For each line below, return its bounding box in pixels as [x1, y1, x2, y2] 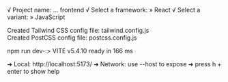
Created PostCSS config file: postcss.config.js [7, 33, 138, 42]
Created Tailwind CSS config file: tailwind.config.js [7, 27, 149, 34]
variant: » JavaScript [7, 13, 66, 21]
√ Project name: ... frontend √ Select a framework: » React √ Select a [7, 6, 201, 14]
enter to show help [7, 68, 60, 75]
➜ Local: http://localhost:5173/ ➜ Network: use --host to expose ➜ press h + [7, 60, 222, 68]
